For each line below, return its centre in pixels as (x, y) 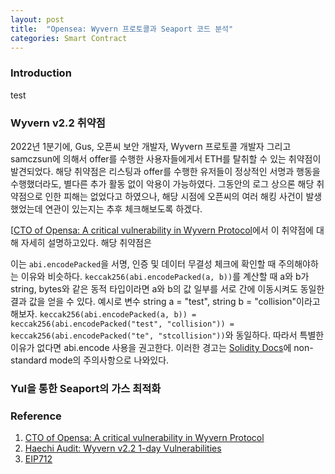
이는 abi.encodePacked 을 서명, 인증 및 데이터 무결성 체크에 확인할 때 (143, 263)
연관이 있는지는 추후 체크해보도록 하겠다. (123, 208)
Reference (36, 416)
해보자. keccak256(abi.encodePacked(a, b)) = (103, 313)
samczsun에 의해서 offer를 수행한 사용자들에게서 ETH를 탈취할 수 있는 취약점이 (166, 158)
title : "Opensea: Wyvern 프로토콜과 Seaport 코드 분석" (122, 29)
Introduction (41, 73)
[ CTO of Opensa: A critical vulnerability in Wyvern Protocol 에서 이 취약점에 (162, 230)
